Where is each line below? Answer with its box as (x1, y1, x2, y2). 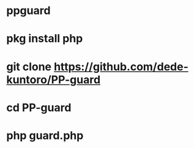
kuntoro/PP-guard (6, 73, 101, 86)
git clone (6, 59, 52, 73)
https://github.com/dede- (54, 59, 188, 73)
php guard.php (6, 128, 84, 142)
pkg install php (6, 32, 83, 46)
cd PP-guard (6, 100, 72, 114)
